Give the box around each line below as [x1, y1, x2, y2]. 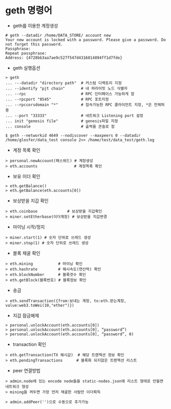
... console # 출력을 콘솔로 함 [5, 124, 115, 129]
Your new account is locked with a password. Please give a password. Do [5, 37, 166, 42]
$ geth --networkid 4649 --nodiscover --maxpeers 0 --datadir [5, 133, 141, 138]
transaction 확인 [12, 341, 47, 347]
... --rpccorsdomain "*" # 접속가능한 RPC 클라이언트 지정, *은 [5, 102, 152, 107]
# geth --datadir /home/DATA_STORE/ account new [5, 33, 111, 38]
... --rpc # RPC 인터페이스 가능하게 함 [5, 91, 135, 96]
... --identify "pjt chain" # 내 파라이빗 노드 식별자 [5, 85, 128, 91]
